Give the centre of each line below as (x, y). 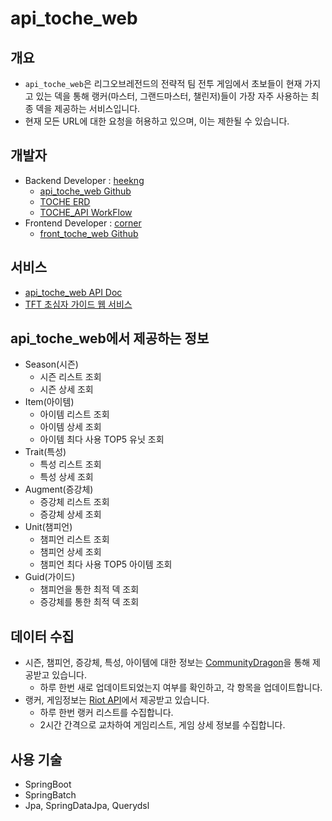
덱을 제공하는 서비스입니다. (88, 108)
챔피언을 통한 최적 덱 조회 (89, 589)
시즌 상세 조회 (66, 389)
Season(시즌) (51, 364)
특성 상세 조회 (66, 477)
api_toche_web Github (85, 191)
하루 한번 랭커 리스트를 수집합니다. (106, 713)
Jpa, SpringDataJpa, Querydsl (87, 806)
